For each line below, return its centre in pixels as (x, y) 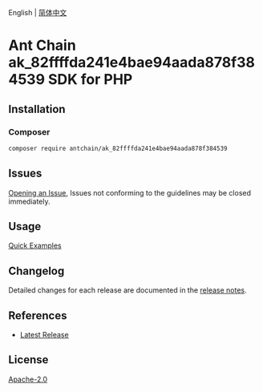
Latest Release (45, 335)
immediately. (29, 201)
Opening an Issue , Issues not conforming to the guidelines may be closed (129, 192)
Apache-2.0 (28, 379)
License (28, 360)
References (38, 315)
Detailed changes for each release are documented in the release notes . (127, 290)
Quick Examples (35, 246)
